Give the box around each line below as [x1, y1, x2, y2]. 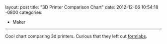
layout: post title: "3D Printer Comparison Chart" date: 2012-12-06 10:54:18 [5, 4, 159, 10]
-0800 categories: [5, 9, 43, 15]
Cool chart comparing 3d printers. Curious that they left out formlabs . [5, 33, 148, 39]
